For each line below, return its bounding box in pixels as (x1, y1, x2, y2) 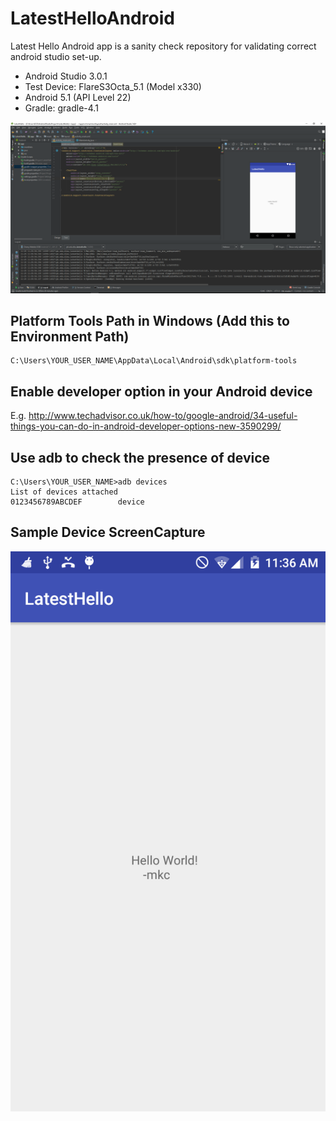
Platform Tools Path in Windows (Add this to (10, 312, 290, 329)
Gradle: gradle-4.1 (24, 102, 99, 114)
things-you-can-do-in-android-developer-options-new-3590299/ (10, 420, 282, 432)
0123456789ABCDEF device (10, 497, 145, 507)
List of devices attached (10, 487, 118, 497)
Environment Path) (10, 328, 130, 345)
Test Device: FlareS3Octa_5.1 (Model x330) (24, 80, 202, 92)
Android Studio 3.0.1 (24, 70, 108, 82)
